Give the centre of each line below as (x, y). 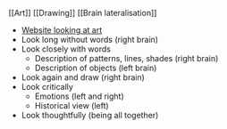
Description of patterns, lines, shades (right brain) (126, 58)
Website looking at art (62, 30)
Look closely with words (66, 49)
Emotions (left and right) (79, 96)
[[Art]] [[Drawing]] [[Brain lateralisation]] (83, 13)
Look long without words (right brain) (89, 40)
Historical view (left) (71, 105)
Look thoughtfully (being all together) (90, 115)
